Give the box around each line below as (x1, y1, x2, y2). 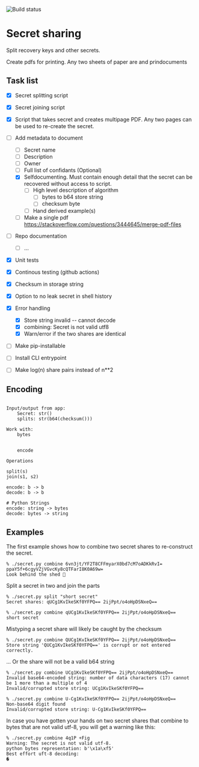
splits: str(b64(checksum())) (17, 416, 93, 422)
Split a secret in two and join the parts (6, 582, 100, 590)
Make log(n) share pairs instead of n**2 (14, 366, 114, 374)
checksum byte (41, 200, 81, 208)
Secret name (23, 146, 56, 153)
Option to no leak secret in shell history (14, 292, 112, 300)
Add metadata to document (14, 134, 83, 141)
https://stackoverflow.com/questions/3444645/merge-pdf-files (23, 220, 182, 228)
